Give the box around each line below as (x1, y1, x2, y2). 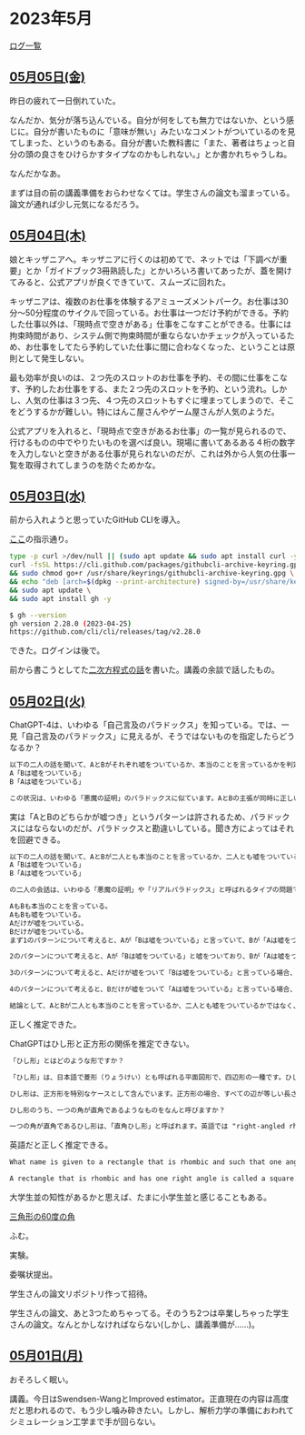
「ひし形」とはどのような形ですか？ (9, 1056, 125, 1065)
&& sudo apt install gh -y (9, 594, 112, 603)
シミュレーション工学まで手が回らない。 (9, 1416, 161, 1427)
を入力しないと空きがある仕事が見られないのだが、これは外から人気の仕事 (9, 447, 288, 459)
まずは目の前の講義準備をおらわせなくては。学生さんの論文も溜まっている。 (9, 187, 295, 198)
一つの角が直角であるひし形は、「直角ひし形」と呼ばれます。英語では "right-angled (9, 1122, 286, 1131)
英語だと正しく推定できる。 (9, 1139, 113, 1150)
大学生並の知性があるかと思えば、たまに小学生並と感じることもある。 (9, 1192, 272, 1203)
